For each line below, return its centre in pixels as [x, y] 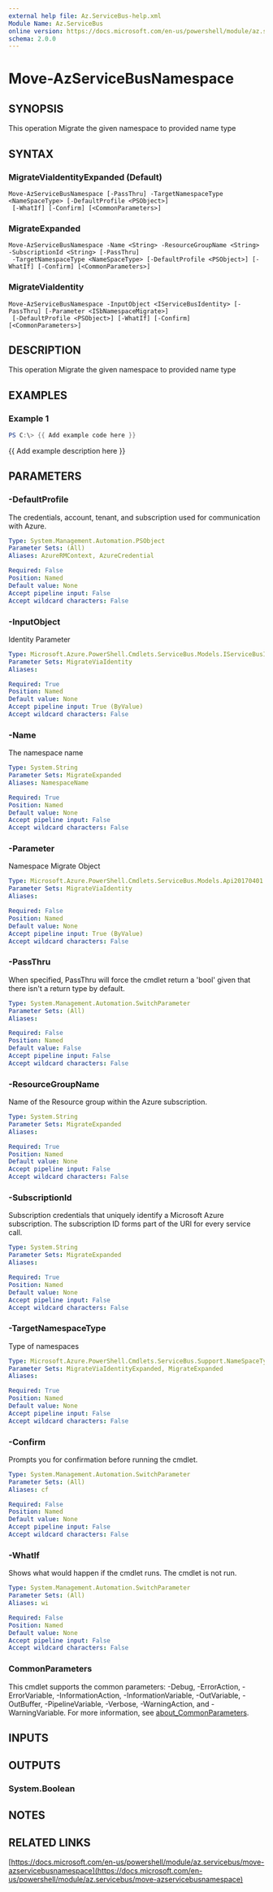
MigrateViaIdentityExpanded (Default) [85, 177]
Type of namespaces [44, 1346]
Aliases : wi [28, 1603]
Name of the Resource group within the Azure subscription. [108, 1102]
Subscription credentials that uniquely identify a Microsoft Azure [116, 1216]
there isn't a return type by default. [67, 988]
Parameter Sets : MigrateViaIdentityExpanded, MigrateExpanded [116, 1368]
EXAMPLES [38, 395]
